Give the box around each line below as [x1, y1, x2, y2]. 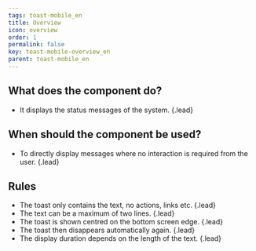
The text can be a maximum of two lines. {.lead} [19, 209, 175, 218]
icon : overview [8, 26, 58, 34]
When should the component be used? [8, 128, 202, 141]
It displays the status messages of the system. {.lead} [19, 105, 194, 115]
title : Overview [8, 19, 61, 27]
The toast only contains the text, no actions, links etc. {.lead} [19, 201, 216, 210]
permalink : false [8, 41, 65, 49]
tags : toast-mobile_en [8, 11, 82, 20]
